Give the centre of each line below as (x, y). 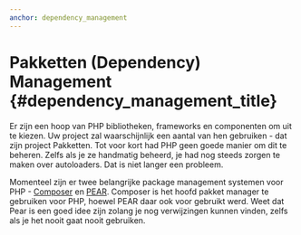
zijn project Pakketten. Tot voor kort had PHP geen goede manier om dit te (148, 145)
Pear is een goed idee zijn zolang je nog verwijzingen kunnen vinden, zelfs (149, 211)
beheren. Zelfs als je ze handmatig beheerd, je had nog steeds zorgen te (145, 155)
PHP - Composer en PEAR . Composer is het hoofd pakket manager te (139, 192)
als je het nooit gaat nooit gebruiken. (78, 220)
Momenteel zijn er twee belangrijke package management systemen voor (146, 182)
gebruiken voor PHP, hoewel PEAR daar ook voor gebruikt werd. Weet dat (147, 201)
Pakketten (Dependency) (105, 62)
